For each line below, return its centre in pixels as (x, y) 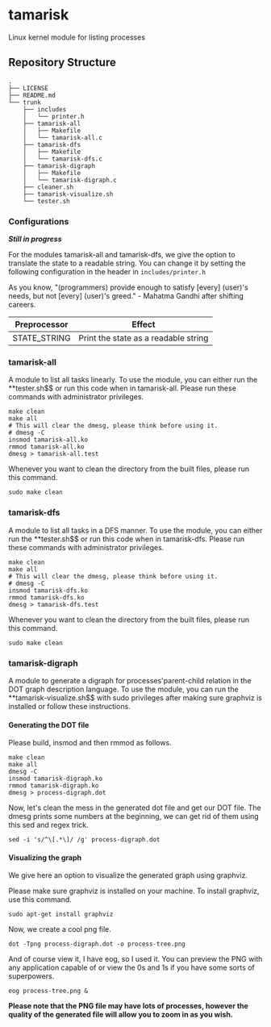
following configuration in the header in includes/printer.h (107, 272)
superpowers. (31, 976)
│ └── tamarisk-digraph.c (70, 180)
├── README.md (32, 95)
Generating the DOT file (49, 724)
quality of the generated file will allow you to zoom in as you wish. (121, 1015)
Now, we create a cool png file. (60, 929)
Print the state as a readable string (144, 338)
